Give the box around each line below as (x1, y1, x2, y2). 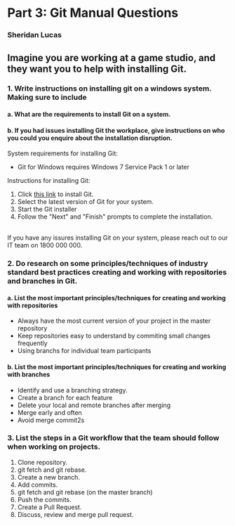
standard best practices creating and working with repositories (7, 267, 227, 277)
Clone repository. (17, 458, 68, 466)
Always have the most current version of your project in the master (17, 316, 211, 325)
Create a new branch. (17, 473, 81, 481)
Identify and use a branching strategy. (17, 385, 128, 394)
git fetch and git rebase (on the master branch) (17, 487, 153, 496)
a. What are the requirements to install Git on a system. (7, 110, 171, 119)
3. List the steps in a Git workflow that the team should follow (7, 433, 220, 443)
